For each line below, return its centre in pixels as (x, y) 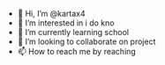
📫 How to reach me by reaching (77, 51)
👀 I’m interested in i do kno (66, 23)
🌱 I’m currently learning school (73, 32)
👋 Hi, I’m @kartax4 (51, 14)
